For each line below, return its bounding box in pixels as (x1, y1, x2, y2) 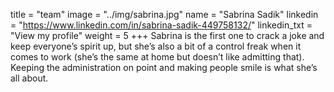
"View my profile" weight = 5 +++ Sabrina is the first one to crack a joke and (10, 30, 325, 41)
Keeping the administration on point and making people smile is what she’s (10, 62, 318, 73)
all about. (10, 72, 49, 84)
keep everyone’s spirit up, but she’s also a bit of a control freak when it (10, 40, 302, 52)
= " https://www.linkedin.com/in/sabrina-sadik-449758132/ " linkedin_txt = (10, 19, 313, 31)
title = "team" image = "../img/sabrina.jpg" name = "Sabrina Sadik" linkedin (10, 9, 319, 20)
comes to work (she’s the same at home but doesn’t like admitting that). (10, 51, 305, 63)
